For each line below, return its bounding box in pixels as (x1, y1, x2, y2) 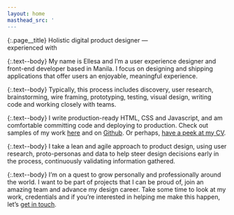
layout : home (7, 10, 45, 17)
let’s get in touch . (7, 200, 57, 208)
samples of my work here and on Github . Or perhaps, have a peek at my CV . (7, 128, 226, 137)
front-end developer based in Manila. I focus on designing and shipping (7, 64, 213, 73)
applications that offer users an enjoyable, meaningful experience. (7, 71, 198, 80)
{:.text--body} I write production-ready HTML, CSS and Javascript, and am (7, 113, 224, 122)
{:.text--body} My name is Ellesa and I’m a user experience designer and (7, 57, 217, 65)
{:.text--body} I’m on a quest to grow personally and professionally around (7, 170, 221, 179)
